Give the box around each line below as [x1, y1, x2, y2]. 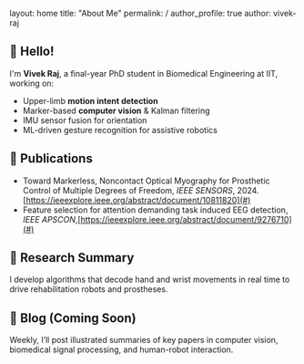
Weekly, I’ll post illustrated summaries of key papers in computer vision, [9, 335, 279, 346]
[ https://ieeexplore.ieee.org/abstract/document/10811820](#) [22, 194, 251, 205]
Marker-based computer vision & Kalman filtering [22, 105, 211, 116]
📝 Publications [9, 151, 93, 167]
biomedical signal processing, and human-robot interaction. [9, 344, 234, 355]
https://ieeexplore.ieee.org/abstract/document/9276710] [80, 213, 293, 224]
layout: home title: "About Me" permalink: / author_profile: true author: [9, 8, 271, 18]
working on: [9, 78, 55, 88]
